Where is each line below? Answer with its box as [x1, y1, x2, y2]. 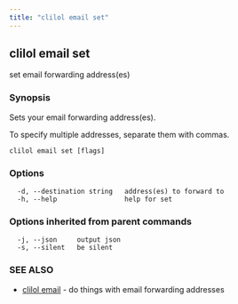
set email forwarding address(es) [9, 69, 131, 80]
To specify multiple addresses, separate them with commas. [9, 129, 230, 140]
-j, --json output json [17, 236, 122, 244]
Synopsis [9, 92, 51, 104]
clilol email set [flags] [9, 146, 105, 156]
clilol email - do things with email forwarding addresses [21, 284, 225, 294]
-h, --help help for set [17, 195, 173, 204]
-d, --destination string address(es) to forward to [17, 188, 225, 196]
